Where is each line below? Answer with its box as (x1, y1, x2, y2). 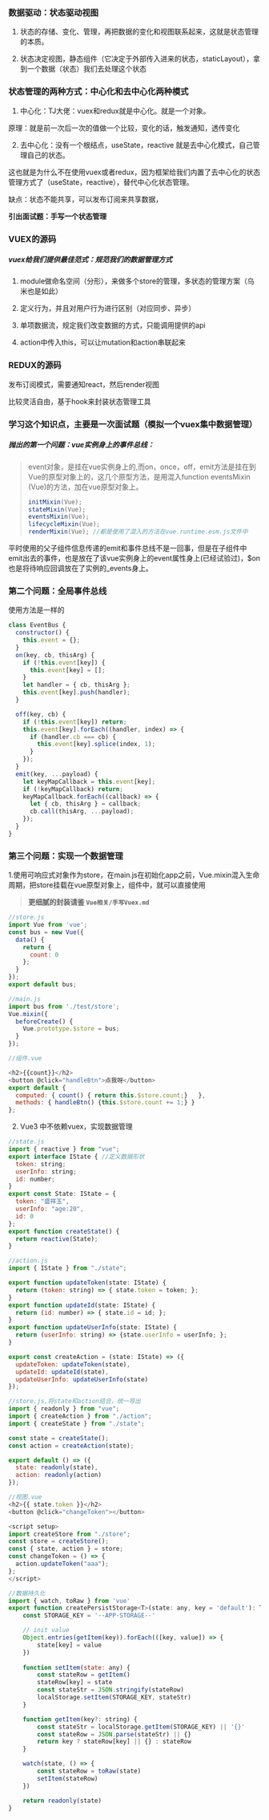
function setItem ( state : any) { (22, 1663, 130, 1671)
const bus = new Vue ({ (8, 928, 84, 937)
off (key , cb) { (15, 710, 66, 718)
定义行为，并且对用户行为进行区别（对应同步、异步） (19, 304, 196, 313)
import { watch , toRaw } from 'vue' (8, 1597, 130, 1605)
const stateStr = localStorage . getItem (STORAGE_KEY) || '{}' (37, 1723, 246, 1731)
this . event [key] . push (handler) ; (22, 688, 130, 696)
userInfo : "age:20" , (15, 1205, 84, 1214)
